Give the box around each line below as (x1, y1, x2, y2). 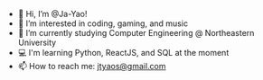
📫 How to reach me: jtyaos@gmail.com (17, 61, 166, 71)
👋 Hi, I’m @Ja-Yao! (17, 9, 88, 19)
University (17, 37, 57, 48)
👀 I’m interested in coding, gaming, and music (17, 18, 188, 29)
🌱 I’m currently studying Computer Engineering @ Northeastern (17, 28, 255, 38)
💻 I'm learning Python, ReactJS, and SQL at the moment (17, 48, 230, 58)
